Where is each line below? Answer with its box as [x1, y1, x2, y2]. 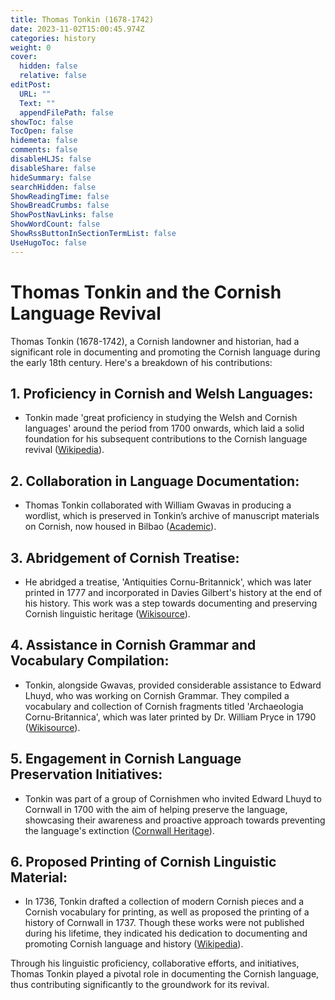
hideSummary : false [10, 172, 92, 183]
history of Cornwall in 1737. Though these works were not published [24, 917, 305, 929]
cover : [10, 52, 38, 62]
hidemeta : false [10, 136, 78, 146]
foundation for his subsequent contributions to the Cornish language [24, 433, 308, 445]
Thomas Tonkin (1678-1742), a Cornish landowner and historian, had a [10, 335, 300, 347]
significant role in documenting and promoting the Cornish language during [10, 346, 321, 358]
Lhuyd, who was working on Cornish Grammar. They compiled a [24, 689, 290, 701]
